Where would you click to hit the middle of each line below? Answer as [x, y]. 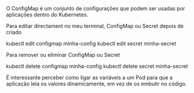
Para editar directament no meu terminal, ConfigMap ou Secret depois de [95, 26]
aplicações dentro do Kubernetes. [47, 15]
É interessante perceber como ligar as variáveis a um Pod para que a [89, 77]
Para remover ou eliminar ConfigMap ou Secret [63, 55]
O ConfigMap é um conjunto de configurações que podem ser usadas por [96, 8]
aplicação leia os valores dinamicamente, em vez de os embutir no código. [96, 84]
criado [14, 32]
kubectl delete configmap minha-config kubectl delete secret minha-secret [97, 66]
